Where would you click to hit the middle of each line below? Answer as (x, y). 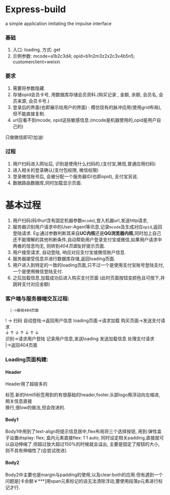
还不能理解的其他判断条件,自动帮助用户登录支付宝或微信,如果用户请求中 (87, 239)
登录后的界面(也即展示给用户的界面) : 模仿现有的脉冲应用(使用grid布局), (87, 107)
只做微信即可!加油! (25, 137)
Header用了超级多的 (26, 384)
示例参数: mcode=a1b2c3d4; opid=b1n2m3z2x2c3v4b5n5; (74, 56)
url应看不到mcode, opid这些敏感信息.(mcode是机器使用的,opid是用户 (84, 120)
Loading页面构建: (27, 359)
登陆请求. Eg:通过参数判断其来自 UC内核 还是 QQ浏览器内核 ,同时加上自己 (87, 233)
